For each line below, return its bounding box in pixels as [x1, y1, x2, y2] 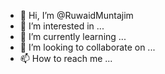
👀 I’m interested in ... [19, 20, 105, 32]
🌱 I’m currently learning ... [19, 31, 127, 42]
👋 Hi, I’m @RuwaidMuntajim [19, 10, 134, 21]
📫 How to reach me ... [19, 53, 113, 64]
